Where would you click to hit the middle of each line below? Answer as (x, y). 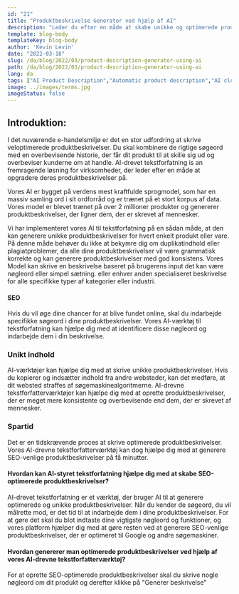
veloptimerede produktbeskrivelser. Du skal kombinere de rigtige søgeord (115, 147)
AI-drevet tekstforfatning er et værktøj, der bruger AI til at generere (106, 497)
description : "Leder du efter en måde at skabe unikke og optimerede (113, 27)
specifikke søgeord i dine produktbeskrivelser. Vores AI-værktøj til (104, 321)
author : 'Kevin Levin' (41, 47)
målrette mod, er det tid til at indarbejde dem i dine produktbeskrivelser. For (118, 512)
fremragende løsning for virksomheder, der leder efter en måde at (104, 170)
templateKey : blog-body (43, 41)
